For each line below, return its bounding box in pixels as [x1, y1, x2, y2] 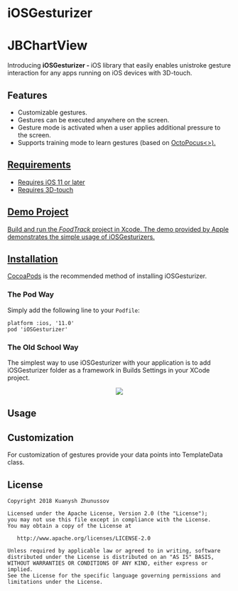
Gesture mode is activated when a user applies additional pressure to [17, 123, 221, 132]
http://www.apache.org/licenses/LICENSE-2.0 [16, 535, 151, 542]
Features [7, 89, 48, 101]
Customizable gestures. [17, 108, 87, 117]
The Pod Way [7, 289, 55, 299]
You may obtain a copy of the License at [7, 522, 132, 529]
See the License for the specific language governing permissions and [7, 572, 221, 579]
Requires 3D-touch [17, 185, 74, 193]
